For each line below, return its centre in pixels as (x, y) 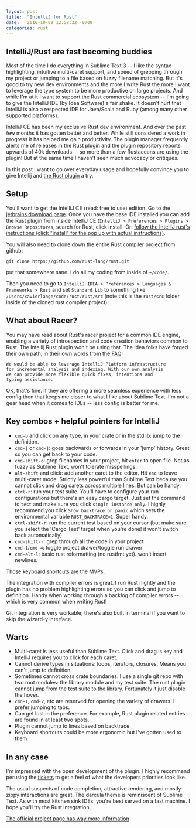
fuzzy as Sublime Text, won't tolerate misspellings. (76, 466)
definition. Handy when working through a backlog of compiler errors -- (93, 595)
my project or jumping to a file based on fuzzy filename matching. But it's (94, 78)
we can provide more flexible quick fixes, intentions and (80, 374)
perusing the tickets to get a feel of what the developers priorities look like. (96, 778)
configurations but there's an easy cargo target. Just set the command (100, 498)
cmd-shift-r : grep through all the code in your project (79, 541)
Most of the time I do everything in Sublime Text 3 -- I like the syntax (89, 66)
